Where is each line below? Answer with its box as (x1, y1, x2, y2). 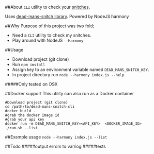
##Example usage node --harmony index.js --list (5, 134, 108, 140)
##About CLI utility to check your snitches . (5, 4, 90, 10)
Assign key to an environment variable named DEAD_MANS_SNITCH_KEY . (12, 67, 149, 72)
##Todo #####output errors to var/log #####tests (5, 143, 106, 149)
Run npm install (12, 62, 46, 67)
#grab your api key (5, 117, 45, 122)
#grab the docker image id (5, 113, 60, 118)
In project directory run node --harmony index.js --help (12, 72, 124, 77)
